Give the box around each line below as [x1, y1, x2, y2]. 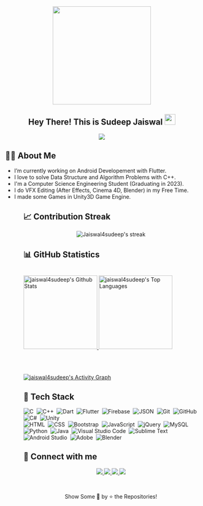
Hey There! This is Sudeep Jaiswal [28, 117, 163, 128]
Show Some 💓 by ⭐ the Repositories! [64, 493, 158, 500]
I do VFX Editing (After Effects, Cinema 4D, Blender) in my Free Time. [13, 186, 189, 194]
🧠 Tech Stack [23, 391, 74, 402]
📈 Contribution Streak [23, 212, 111, 222]
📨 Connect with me [23, 451, 98, 462]
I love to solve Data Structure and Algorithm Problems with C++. [13, 173, 176, 181]
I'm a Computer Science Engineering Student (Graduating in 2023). [13, 180, 184, 187]
